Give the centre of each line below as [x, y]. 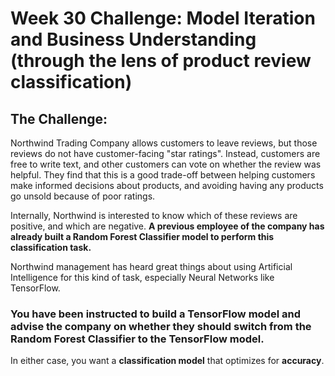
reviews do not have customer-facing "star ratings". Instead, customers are [165, 153]
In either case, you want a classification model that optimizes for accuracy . [167, 361]
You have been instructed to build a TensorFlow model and [155, 314]
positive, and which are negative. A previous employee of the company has [167, 226]
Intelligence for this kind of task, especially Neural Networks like [142, 277]
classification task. [51, 247]
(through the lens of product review [161, 61]
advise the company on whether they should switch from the [161, 326]
